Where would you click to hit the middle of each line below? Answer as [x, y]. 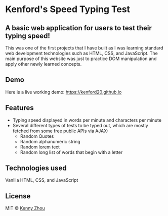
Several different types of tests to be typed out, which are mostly [80, 125]
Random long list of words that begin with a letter [71, 152]
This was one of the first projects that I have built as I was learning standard [84, 48]
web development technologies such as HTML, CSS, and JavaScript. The [82, 53]
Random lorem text [40, 147]
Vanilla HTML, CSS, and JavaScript [42, 180]
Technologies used [36, 168]
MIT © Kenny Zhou [25, 208]
